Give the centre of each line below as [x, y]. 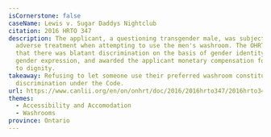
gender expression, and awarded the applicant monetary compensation [135, 61]
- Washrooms [36, 114]
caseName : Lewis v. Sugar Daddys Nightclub [83, 23]
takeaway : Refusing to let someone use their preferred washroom [120, 76]
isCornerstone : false [45, 16]
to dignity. [36, 68]
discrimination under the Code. [70, 83]
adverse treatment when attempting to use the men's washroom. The [131, 46]
